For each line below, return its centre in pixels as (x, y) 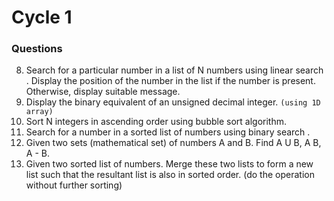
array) (39, 112)
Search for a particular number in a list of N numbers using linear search (174, 70)
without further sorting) (74, 185)
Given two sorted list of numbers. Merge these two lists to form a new (169, 164)
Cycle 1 (42, 17)
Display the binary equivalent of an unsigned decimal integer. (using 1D (173, 102)
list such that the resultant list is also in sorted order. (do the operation (170, 175)
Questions (37, 49)
